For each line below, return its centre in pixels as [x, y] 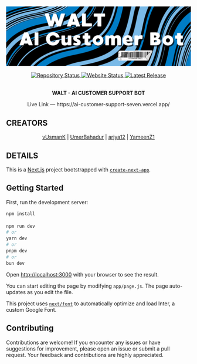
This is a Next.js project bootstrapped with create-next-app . [79, 170]
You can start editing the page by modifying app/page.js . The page [87, 286]
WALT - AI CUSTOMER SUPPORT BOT [98, 93]
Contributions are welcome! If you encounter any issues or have [83, 342]
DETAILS [22, 155]
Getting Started [35, 188]
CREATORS [27, 123]
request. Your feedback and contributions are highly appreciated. [85, 355]
